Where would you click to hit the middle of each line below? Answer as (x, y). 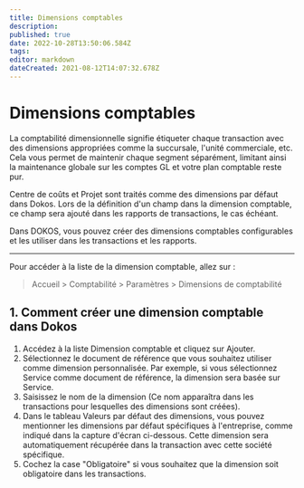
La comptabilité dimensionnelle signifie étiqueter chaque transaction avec (147, 138)
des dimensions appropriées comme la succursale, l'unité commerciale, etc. (151, 148)
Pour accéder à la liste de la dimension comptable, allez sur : (123, 266)
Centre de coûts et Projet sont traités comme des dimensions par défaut (144, 194)
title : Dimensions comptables (66, 18)
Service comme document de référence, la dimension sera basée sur (151, 378)
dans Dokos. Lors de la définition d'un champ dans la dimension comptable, (151, 204)
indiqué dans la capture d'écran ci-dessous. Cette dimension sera (145, 435)
